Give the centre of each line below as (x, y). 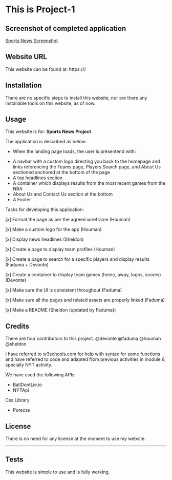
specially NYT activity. (29, 365)
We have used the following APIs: (40, 375)
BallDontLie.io (27, 385)
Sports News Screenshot (31, 41)
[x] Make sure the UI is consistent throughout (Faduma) (64, 290)
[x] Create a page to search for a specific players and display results (78, 259)
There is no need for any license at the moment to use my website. (76, 439)
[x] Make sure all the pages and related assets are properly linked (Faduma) (85, 300)
